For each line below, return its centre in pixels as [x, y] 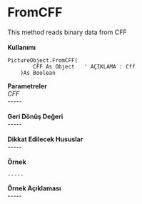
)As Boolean [38, 73]
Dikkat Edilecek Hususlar [45, 139]
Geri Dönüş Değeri [35, 116]
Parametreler [27, 86]
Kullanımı [22, 47]
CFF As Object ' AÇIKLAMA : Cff [84, 66]
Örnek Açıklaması [34, 188]
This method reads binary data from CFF [67, 32]
